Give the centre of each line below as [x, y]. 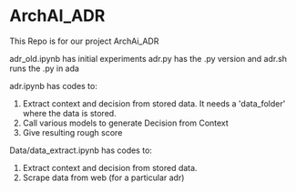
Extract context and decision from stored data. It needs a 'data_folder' [154, 103]
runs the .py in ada [45, 68]
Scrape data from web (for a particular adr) [103, 177]
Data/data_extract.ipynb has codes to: [81, 150]
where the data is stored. [69, 113]
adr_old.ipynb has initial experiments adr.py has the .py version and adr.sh [148, 58]
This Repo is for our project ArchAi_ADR [84, 41]
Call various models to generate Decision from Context [126, 123]
